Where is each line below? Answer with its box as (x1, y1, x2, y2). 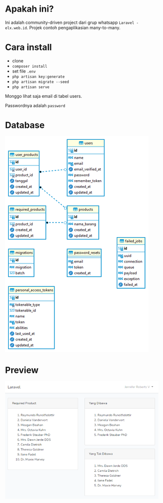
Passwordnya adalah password (5, 102, 66, 108)
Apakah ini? (5, 3, 54, 15)
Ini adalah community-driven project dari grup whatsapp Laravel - (5, 19, 139, 25)
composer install (12, 64, 48, 69)
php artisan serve (12, 84, 50, 90)
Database (5, 120, 45, 131)
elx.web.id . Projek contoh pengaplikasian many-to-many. (5, 24, 121, 30)
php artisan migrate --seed (12, 79, 69, 84)
